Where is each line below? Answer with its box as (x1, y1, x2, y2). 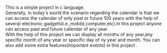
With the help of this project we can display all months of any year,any (5, 32, 153, 37)
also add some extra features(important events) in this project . (5, 42, 138, 48)
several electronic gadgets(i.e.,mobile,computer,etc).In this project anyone (5, 20, 162, 26)
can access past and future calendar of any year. (5, 26, 109, 32)
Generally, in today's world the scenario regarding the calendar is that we (5, 10, 160, 16)
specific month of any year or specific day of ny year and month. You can (5, 37, 160, 43)
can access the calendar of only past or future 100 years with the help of (5, 15, 158, 21)
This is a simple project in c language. (5, 5, 85, 10)
